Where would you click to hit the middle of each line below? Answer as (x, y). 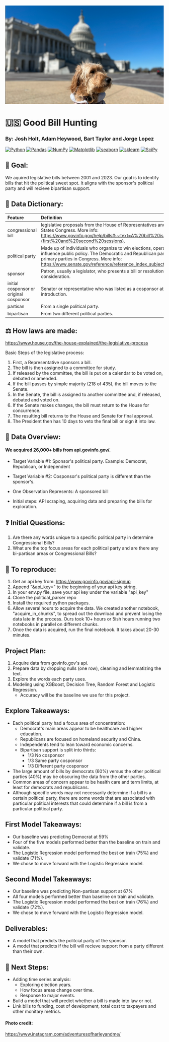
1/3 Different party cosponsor (58, 766)
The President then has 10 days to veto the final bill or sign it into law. (84, 421)
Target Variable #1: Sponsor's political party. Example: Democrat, (80, 461)
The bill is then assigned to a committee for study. (64, 368)
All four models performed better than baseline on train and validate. (83, 896)
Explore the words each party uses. (49, 679)
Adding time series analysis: (42, 980)
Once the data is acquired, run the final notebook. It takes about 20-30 (86, 630)
